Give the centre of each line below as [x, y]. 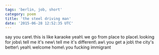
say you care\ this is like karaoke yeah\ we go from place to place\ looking [80, 37]
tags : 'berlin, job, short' [34, 9]
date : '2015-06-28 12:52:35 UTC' [39, 23]
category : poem [21, 14]
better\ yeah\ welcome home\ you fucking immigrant [58, 47]
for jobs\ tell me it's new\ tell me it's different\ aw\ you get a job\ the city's [79, 42]
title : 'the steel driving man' [38, 18]
